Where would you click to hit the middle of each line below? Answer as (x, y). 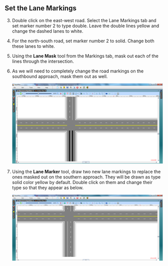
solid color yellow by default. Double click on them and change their (82, 182)
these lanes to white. (33, 46)
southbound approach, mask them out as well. (60, 76)
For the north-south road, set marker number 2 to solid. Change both (83, 41)
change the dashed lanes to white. (48, 31)
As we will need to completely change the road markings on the (78, 71)
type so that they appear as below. (48, 188)
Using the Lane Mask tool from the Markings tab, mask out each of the (85, 56)
